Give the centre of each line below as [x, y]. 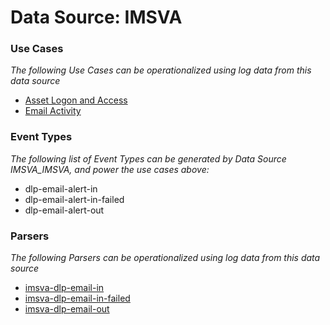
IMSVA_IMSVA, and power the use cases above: [110, 169]
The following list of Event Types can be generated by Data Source [148, 158]
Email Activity [53, 111]
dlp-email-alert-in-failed [74, 199]
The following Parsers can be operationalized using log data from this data [165, 258]
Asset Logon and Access [76, 100]
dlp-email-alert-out [64, 210]
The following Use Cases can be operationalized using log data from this [161, 70]
